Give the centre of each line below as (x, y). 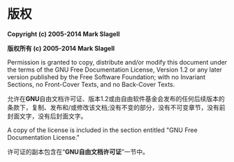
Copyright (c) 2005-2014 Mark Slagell (64, 34)
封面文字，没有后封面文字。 (47, 116)
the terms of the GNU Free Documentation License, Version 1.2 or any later (115, 70)
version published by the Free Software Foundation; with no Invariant (107, 76)
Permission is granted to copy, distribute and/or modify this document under (117, 62)
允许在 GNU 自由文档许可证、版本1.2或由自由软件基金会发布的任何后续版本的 (116, 99)
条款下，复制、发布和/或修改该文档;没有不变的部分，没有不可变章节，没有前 (116, 107)
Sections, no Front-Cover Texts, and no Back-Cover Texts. (91, 84)
